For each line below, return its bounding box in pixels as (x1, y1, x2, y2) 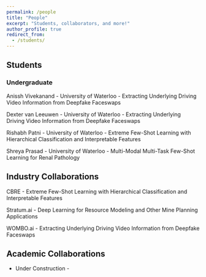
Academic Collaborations (6, 248, 105, 259)
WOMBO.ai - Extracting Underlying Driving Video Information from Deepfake (6, 224, 200, 232)
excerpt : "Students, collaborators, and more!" (6, 20, 131, 26)
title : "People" (6, 15, 48, 21)
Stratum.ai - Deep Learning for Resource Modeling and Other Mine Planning (6, 206, 198, 213)
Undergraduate (6, 78, 53, 87)
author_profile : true (6, 26, 62, 32)
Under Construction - (15, 265, 69, 272)
